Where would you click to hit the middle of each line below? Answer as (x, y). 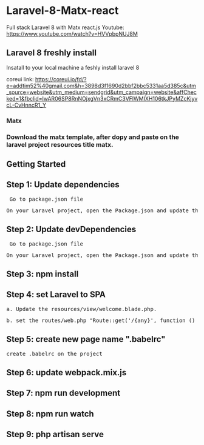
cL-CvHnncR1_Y (26, 105)
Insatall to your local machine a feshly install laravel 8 (73, 67)
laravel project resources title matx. (60, 144)
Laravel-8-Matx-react (63, 11)
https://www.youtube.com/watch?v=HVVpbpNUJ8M (72, 33)
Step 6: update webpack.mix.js (66, 373)
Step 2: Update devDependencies (71, 229)
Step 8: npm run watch (50, 414)
